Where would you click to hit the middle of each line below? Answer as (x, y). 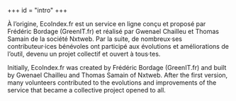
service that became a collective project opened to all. (87, 90)
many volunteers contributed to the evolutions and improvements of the (112, 83)
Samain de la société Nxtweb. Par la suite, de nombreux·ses (95, 39)
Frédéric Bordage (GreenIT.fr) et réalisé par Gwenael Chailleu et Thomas (113, 31)
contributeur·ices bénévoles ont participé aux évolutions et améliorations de (118, 46)
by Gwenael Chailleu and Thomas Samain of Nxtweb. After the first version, (118, 75)
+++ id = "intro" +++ (38, 10)
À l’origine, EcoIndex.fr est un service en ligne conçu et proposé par (107, 24)
